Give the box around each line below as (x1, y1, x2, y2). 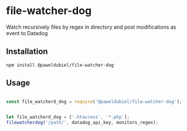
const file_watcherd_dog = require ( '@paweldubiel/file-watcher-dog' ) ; (6, 98, 182, 105)
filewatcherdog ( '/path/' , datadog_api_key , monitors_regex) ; (6, 120, 159, 126)
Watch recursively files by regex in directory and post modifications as (6, 23, 176, 30)
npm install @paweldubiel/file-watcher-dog (6, 62, 114, 68)
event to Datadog (6, 29, 48, 36)
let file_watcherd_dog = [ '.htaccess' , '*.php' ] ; (6, 114, 130, 120)
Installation (6, 47, 48, 57)
